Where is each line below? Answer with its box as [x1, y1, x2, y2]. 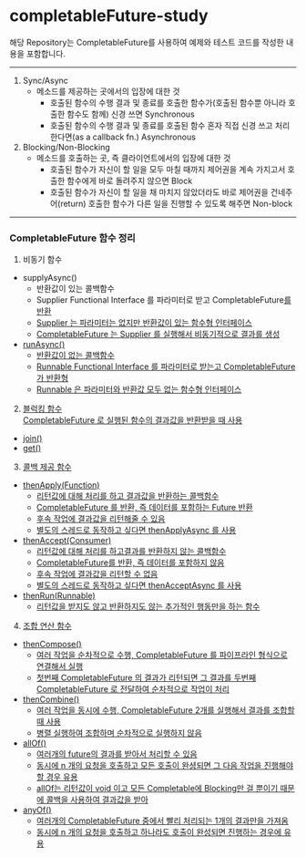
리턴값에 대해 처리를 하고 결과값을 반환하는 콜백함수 [36, 490, 219, 501]
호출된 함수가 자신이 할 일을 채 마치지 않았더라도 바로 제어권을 [49, 186, 269, 197]
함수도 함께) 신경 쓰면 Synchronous [66, 108, 196, 119]
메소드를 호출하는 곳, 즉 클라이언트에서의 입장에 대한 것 [36, 152, 231, 163]
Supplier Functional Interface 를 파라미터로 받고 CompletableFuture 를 [36, 294, 291, 305]
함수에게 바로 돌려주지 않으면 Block [66, 175, 193, 186]
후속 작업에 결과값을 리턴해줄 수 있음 [36, 513, 166, 524]
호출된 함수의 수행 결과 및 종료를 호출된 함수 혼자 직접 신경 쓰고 [49, 119, 273, 130]
